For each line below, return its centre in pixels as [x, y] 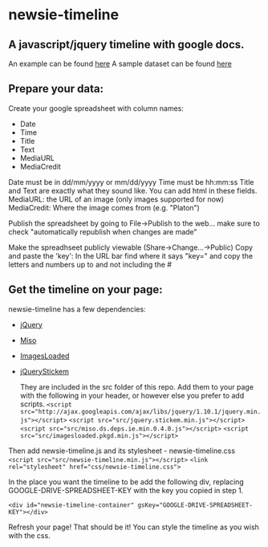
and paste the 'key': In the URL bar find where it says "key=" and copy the [131, 255]
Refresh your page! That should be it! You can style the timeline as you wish [134, 527]
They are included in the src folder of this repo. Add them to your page [137, 386]
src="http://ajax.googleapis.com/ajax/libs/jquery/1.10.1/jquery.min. [140, 411]
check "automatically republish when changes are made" [103, 231]
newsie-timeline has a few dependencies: [77, 309]
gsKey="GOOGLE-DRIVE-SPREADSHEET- [195, 505]
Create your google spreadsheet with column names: [96, 108]
